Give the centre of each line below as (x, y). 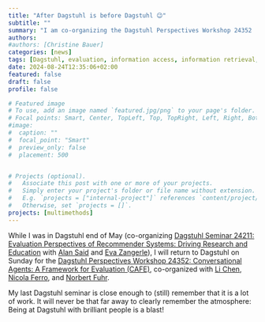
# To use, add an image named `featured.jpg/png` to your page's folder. (132, 111)
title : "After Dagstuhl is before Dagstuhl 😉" (88, 15)
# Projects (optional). (47, 176)
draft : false (30, 81)
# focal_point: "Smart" (49, 140)
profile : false (33, 89)
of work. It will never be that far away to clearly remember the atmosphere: (130, 301)
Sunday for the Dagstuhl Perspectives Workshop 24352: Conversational (125, 260)
